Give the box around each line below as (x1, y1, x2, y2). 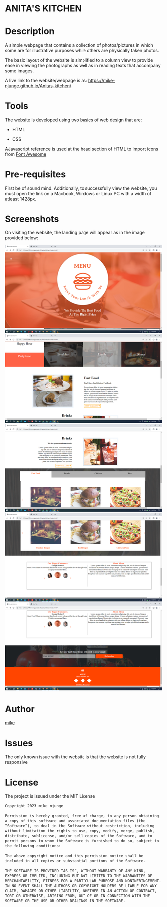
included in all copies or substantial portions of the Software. (5, 859, 146, 864)
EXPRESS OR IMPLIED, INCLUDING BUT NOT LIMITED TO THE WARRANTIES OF (5, 874, 153, 879)
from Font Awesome (5, 151, 47, 157)
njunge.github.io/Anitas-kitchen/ (5, 83, 72, 89)
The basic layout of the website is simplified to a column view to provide (5, 57, 153, 63)
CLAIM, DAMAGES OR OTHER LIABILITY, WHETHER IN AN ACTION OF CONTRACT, (5, 889, 157, 894)
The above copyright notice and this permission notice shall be (5, 854, 143, 859)
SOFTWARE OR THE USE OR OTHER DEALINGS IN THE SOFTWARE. (5, 899, 126, 904)
